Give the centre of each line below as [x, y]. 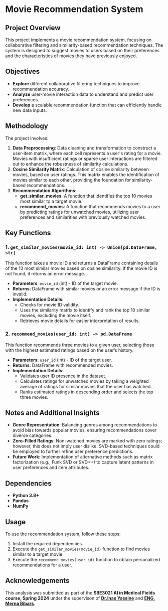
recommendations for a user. [42, 565]
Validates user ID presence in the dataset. [63, 376]
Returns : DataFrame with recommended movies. [63, 365]
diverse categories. [32, 435]
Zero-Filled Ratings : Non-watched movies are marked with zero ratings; [87, 441]
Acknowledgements [37, 581]
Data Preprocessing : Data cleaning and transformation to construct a [84, 148]
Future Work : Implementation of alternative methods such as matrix [82, 457]
